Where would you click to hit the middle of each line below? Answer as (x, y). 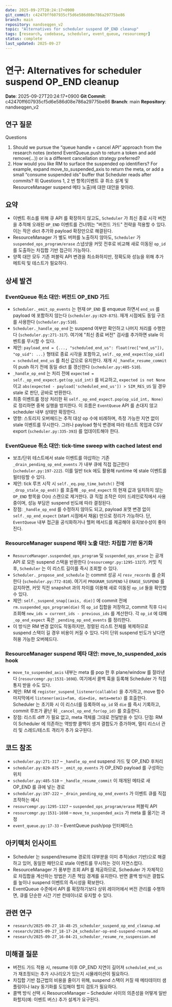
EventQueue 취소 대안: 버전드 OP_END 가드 (57, 297)
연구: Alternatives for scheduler (74, 70)
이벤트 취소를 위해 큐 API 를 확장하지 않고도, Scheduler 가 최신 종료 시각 (85, 218)
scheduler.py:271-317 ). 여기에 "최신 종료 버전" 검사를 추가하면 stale (89, 335)
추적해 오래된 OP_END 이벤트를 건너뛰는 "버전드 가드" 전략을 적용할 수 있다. (92, 225)
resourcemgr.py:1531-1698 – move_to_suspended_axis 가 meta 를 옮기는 (86, 813)
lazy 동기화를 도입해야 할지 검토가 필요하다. (74, 987)
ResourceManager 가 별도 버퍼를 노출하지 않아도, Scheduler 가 (77, 238)
